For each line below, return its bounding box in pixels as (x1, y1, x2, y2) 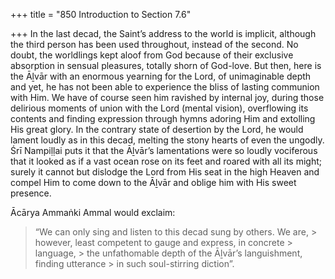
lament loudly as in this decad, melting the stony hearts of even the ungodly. (10, 134, 325, 146)
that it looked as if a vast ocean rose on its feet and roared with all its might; (10, 155, 322, 167)
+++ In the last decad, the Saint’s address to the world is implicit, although (10, 28, 317, 39)
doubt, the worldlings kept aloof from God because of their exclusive (10, 49, 294, 61)
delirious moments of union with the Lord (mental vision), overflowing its (10, 102, 309, 114)
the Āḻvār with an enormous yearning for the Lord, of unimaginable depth (10, 70, 312, 82)
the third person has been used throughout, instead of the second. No (10, 39, 299, 50)
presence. (10, 187, 52, 199)
